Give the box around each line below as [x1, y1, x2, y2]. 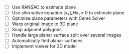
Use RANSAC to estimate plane [11, 4, 76, 10]
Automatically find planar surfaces [11, 38, 83, 44]
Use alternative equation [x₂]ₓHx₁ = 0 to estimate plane [11, 10, 125, 16]
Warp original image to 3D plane [11, 21, 78, 27]
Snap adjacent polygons [11, 27, 62, 33]
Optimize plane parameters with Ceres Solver [11, 15, 106, 21]
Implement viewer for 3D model [11, 43, 77, 49]
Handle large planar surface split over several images [11, 32, 122, 38]
